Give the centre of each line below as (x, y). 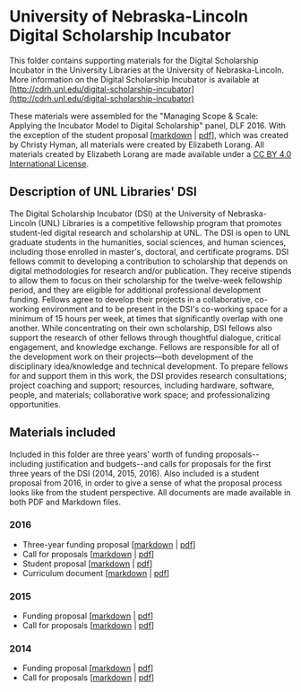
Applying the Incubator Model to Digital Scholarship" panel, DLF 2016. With (148, 125)
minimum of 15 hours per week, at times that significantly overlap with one (146, 318)
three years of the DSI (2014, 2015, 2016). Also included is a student (134, 473)
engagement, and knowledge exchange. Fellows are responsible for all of (144, 346)
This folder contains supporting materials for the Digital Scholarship (134, 60)
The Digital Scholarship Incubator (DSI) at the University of (117, 214)
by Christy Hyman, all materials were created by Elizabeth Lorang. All (137, 145)
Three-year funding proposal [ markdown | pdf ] (109, 544)
